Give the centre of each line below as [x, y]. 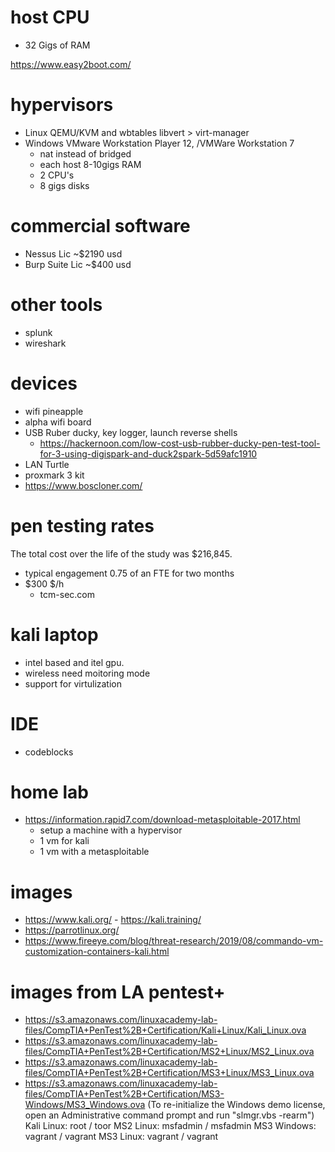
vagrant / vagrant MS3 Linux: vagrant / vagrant [121, 1137]
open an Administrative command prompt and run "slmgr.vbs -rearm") [169, 1115]
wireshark [45, 343]
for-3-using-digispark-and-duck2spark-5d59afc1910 [148, 453]
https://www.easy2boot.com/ [71, 64]
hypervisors [62, 105]
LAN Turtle [47, 464]
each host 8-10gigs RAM [90, 164]
